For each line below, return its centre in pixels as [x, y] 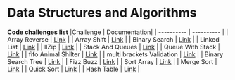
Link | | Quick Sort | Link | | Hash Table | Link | [74, 69]
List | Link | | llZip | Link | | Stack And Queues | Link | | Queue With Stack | [114, 47]
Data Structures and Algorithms [102, 13]
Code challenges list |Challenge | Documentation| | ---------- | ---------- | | [118, 32]
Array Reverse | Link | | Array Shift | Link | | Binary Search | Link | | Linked [113, 39]
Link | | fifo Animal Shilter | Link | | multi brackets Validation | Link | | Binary [115, 54]
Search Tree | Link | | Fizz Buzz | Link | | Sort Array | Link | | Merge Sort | [112, 61]
